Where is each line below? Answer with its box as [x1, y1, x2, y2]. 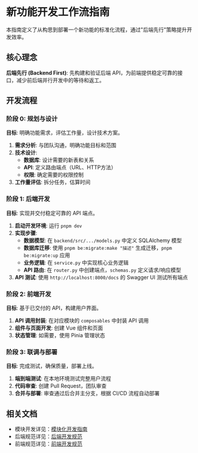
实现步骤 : [14, 229, 37, 236]
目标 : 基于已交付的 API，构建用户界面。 [6, 305, 102, 312]
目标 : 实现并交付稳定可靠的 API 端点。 [6, 209, 99, 216]
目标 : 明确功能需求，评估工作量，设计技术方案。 [6, 129, 123, 136]
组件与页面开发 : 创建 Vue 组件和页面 [14, 324, 103, 331]
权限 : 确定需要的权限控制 [23, 171, 84, 178]
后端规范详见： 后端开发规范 [14, 433, 83, 440]
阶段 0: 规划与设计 [6, 115, 58, 123]
